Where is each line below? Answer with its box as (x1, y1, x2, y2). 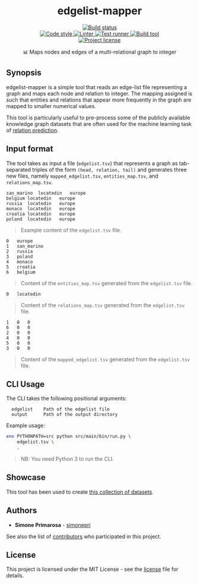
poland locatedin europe (6, 216, 76, 222)
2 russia (6, 248, 33, 254)
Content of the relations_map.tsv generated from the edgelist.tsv (20, 301, 185, 308)
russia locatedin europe (6, 200, 76, 206)
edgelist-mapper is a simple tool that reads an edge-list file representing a (6, 83, 187, 90)
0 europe (6, 238, 33, 244)
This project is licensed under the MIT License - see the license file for (6, 566, 179, 573)
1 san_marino (6, 243, 44, 249)
